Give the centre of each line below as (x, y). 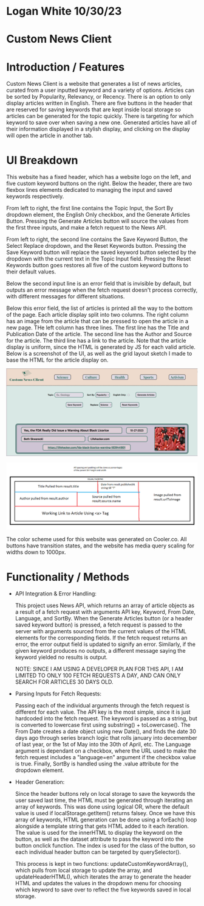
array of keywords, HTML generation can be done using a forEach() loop (106, 820)
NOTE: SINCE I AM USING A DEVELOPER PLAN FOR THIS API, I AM (99, 669)
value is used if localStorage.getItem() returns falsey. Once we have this (105, 813)
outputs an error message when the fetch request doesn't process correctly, (102, 290)
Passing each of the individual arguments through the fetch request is (102, 706)
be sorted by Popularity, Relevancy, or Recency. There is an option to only (99, 97)
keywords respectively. (35, 197)
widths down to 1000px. (36, 552)
